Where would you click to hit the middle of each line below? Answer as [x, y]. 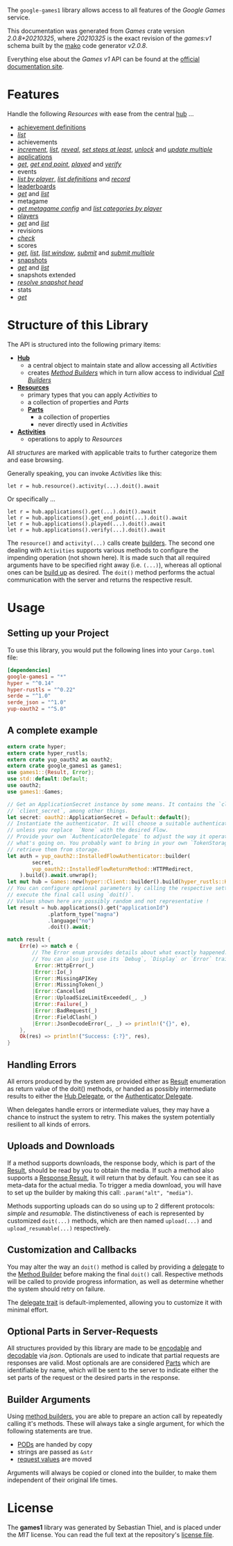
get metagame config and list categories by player [89, 208]
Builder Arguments [49, 1399]
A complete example [53, 731]
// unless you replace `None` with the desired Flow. [88, 830]
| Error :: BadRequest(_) [65, 1010]
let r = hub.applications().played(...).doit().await [87, 524]
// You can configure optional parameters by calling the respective [110, 889]
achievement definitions [52, 127]
